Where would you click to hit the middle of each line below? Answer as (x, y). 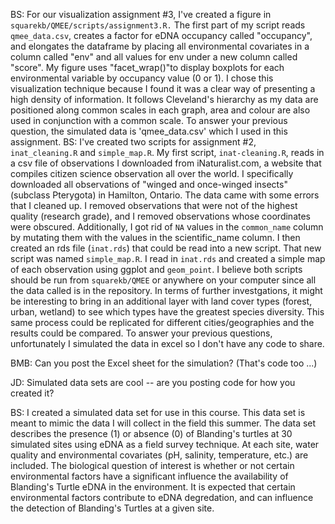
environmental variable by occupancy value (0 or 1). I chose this (142, 78)
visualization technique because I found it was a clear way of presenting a (163, 88)
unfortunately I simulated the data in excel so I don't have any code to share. (167, 343)
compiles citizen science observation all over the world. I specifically (152, 173)
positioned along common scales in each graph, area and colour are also (160, 110)
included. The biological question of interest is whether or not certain (152, 465)
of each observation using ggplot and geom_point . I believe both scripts (156, 269)
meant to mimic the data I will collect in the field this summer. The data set (163, 423)
